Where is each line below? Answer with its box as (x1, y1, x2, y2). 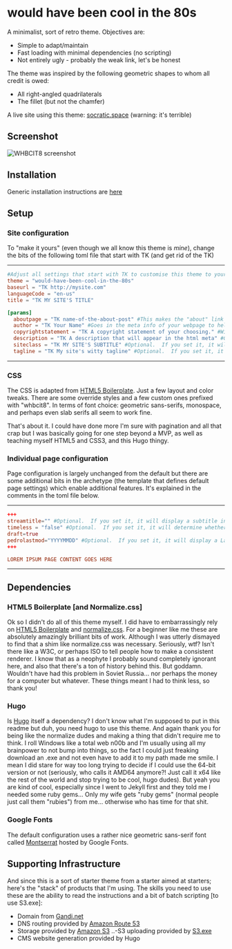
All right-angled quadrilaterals (17, 90, 102, 98)
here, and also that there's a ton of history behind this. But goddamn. (7, 662, 203, 670)
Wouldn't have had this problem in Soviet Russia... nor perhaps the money (7, 669, 217, 678)
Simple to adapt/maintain (17, 41, 88, 49)
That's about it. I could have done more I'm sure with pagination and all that (7, 422, 222, 430)
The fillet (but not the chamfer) (17, 97, 105, 105)
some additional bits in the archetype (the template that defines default (7, 477, 209, 485)
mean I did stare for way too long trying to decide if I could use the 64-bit (7, 761, 216, 769)
